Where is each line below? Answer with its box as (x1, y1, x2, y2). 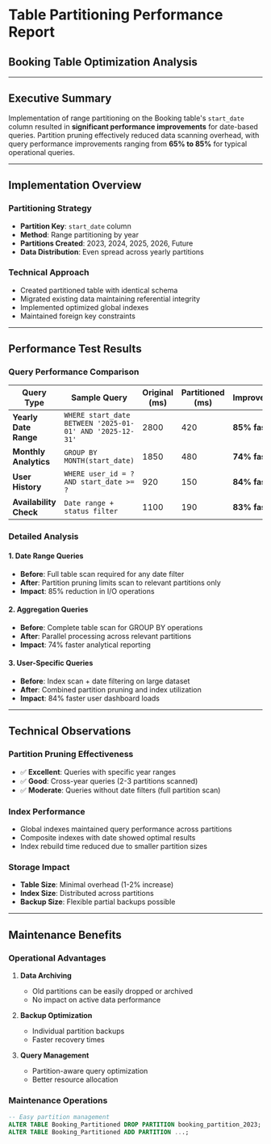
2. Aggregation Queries (8, 604, 89, 615)
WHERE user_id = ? (64, 469, 135, 478)
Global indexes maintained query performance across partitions (19, 824, 232, 834)
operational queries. (8, 147, 75, 157)
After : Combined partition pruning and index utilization (19, 685, 202, 695)
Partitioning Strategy (8, 203, 93, 214)
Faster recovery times (31, 1034, 105, 1044)
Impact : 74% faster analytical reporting (19, 640, 152, 650)
